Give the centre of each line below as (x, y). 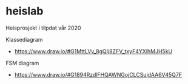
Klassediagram (24, 39)
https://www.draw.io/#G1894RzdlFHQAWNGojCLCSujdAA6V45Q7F (98, 74)
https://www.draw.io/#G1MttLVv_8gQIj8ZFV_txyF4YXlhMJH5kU (93, 51)
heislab (25, 11)
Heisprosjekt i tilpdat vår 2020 (43, 28)
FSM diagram (22, 63)
